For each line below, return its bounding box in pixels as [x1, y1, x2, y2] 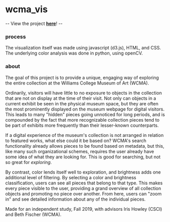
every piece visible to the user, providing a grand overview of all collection [5, 185, 161, 191]
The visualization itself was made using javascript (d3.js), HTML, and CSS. [5, 45, 161, 51]
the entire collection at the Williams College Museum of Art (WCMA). [5, 80, 149, 86]
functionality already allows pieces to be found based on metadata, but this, [5, 143, 164, 149]
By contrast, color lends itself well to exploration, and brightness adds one [5, 169, 161, 175]
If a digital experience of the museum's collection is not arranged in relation [5, 132, 164, 138]
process [5, 33, 26, 40]
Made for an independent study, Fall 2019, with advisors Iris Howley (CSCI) [5, 206, 162, 212]
